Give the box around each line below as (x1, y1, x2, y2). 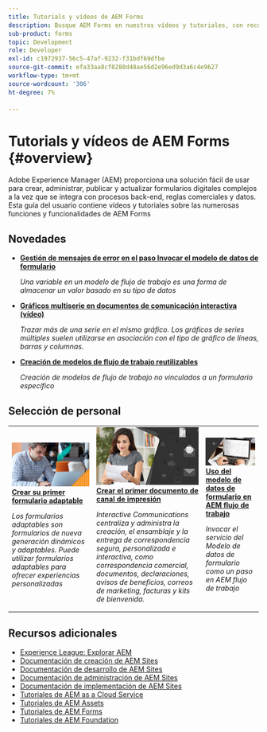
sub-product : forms (8, 29, 73, 37)
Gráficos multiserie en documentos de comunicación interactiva (19, 301, 237, 310)
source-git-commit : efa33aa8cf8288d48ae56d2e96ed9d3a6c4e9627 (8, 64, 219, 72)
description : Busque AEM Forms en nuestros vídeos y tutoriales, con (8, 21, 244, 29)
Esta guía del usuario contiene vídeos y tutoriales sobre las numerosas (8, 201, 240, 210)
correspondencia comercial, (96, 560, 189, 570)
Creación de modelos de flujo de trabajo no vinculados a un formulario (19, 372, 253, 382)
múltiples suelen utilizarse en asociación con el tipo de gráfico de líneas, (19, 333, 259, 343)
